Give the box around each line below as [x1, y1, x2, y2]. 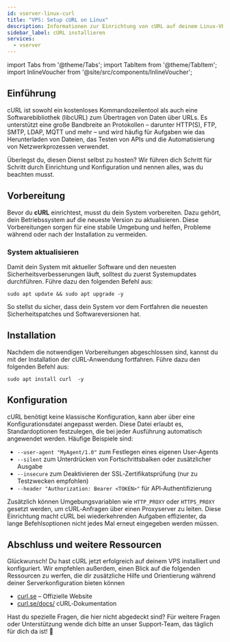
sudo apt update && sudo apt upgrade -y [7, 291, 125, 297]
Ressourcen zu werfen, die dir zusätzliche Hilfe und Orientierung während [7, 571, 216, 580]
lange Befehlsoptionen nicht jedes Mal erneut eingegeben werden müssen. [7, 519, 219, 528]
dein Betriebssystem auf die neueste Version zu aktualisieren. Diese [7, 215, 199, 223]
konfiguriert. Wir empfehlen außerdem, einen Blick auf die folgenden [7, 565, 201, 573]
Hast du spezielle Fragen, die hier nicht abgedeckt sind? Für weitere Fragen [7, 613, 220, 621]
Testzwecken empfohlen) [16, 477, 89, 485]
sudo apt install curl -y [7, 375, 84, 382]
